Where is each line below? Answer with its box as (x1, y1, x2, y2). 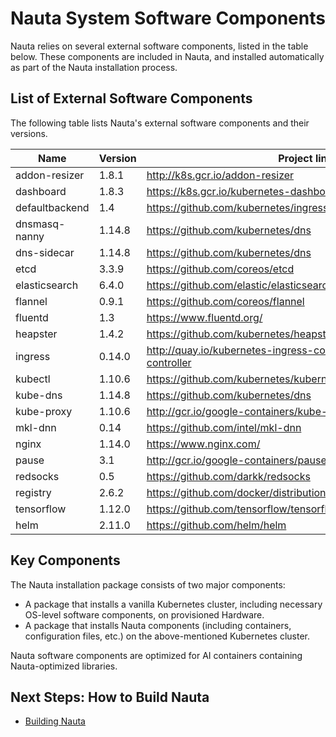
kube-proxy (15, 404, 73, 418)
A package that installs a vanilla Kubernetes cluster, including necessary (24, 598, 323, 610)
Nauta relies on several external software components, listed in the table (10, 40, 309, 52)
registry (15, 485, 52, 499)
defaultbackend (15, 200, 90, 214)
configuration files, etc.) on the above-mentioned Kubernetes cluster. (24, 630, 310, 642)
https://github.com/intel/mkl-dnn (146, 420, 302, 434)
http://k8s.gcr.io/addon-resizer (146, 168, 295, 182)
